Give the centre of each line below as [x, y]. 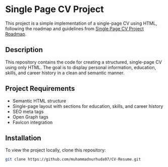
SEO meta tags [28, 112]
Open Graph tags [31, 117]
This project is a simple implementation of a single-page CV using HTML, [81, 23]
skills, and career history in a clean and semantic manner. [65, 73]
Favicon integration [33, 122]
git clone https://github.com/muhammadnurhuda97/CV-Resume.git [73, 159]
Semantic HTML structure [39, 101]
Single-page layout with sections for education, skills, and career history [88, 106]
